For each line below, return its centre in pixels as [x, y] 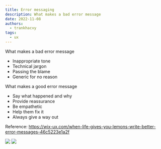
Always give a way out [35, 117]
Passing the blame [31, 71]
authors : [14, 24]
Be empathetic [27, 106]
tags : [11, 33]
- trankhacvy [23, 28]
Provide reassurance [34, 101]
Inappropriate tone [31, 61]
